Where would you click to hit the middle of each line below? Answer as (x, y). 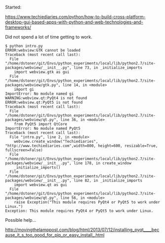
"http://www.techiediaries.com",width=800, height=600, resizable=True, (82, 146)
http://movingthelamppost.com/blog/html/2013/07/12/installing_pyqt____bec (82, 230)
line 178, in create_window (103, 163)
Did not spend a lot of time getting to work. (49, 37)
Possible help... (21, 220)
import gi (24, 89)
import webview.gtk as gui (42, 72)
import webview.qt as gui (41, 185)
